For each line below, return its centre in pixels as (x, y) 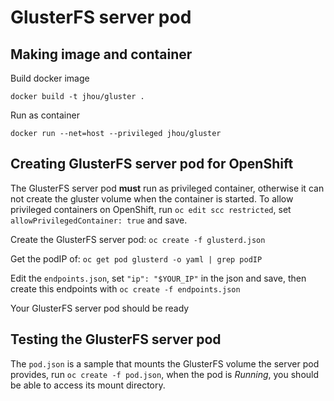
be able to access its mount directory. (88, 385)
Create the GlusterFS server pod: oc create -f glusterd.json (138, 239)
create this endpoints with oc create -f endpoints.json (125, 288)
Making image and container (101, 54)
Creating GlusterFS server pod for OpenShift (152, 164)
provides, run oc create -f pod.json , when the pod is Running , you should (165, 374)
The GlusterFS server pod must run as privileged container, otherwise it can (167, 188)
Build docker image (50, 78)
